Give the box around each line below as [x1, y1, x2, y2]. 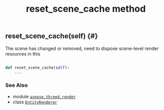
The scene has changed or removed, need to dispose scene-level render [5, 45, 159, 51]
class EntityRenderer [12, 99, 57, 105]
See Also [5, 82, 28, 89]
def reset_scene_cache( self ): [5, 65, 70, 70]
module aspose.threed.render [12, 93, 76, 99]
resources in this [5, 50, 41, 57]
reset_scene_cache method [26, 3, 146, 15]
